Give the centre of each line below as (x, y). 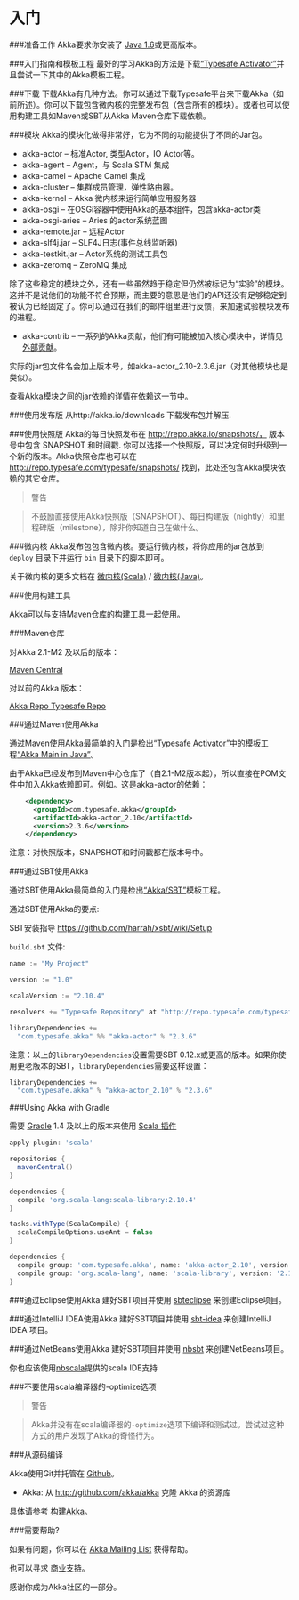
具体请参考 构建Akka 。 (51, 1511)
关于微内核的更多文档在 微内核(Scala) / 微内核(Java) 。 (109, 576)
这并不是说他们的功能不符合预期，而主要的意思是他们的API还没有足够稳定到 (148, 295)
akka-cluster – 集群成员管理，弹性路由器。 (100, 187)
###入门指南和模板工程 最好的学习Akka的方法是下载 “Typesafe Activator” (143, 63)
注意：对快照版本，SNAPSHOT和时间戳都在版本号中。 (109, 853)
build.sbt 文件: (37, 947)
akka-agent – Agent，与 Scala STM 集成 (96, 165)
